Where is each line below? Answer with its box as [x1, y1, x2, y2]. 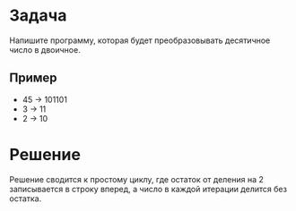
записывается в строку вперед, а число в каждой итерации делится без [9, 183, 287, 194]
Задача [9, 5, 67, 26]
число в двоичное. [9, 44, 81, 55]
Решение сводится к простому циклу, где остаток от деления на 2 [9, 173, 265, 184]
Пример [9, 71, 57, 86]
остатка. [9, 193, 42, 204]
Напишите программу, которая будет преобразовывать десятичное [9, 35, 271, 46]
